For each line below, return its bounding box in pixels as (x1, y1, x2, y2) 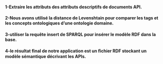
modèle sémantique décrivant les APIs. (5, 54, 86, 60)
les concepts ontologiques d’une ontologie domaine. (5, 20, 114, 26)
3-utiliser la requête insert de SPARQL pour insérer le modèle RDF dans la (5, 31, 156, 37)
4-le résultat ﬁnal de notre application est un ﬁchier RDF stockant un (5, 48, 147, 54)
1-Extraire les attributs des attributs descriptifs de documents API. (5, 4, 142, 10)
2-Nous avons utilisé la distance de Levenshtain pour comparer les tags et (5, 15, 159, 21)
